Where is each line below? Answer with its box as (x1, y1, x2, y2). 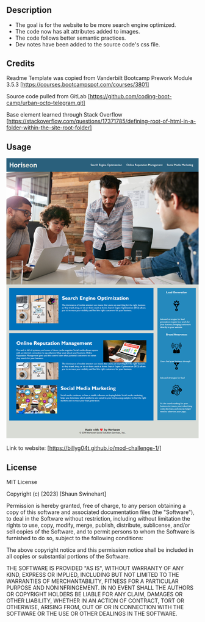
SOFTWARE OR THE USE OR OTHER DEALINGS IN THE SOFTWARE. (6, 610, 178, 618)
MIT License (6, 479, 38, 486)
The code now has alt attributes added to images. (15, 27, 140, 35)
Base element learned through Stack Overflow (6, 111, 123, 118)
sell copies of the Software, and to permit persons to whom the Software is (6, 528, 195, 535)
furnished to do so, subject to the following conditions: (6, 535, 143, 542)
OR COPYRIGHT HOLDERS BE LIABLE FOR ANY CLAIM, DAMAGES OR (6, 591, 183, 598)
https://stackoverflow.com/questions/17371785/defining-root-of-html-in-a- (8, 118, 196, 125)
